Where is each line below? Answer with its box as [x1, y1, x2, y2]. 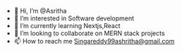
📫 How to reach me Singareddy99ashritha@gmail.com [13, 37, 175, 45]
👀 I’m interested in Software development [13, 14, 134, 22]
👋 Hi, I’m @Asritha [13, 7, 67, 15]
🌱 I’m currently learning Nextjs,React [13, 22, 121, 30]
